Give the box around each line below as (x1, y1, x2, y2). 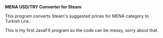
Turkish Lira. (5, 19, 30, 24)
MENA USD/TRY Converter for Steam (5, 4, 82, 9)
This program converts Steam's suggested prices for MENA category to (5, 13, 149, 19)
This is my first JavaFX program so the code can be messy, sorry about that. (5, 28, 159, 33)
